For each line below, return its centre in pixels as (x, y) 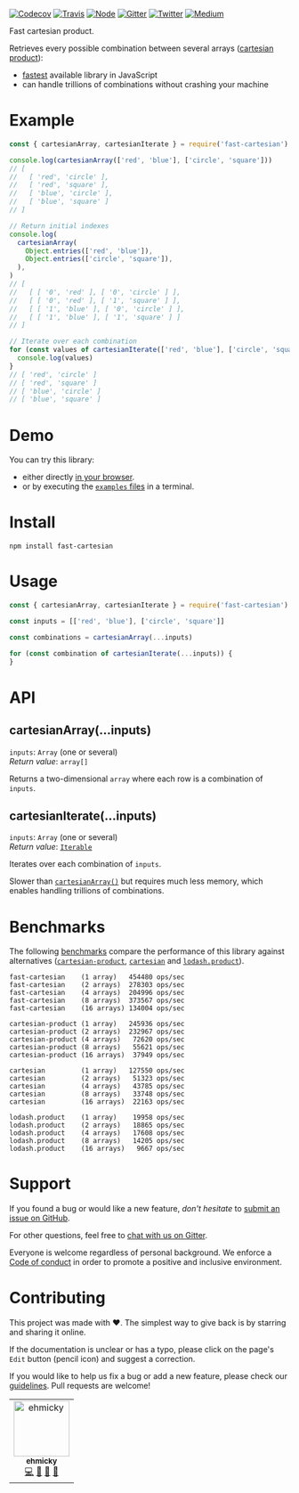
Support (40, 1184)
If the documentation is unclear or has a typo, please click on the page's (141, 1350)
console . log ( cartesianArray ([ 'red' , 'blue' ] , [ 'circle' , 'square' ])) (141, 160)
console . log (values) (55, 358)
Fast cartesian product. (52, 31)
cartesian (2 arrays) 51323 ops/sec (97, 1079)
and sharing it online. (48, 1333)
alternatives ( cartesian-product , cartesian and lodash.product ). (127, 961)
